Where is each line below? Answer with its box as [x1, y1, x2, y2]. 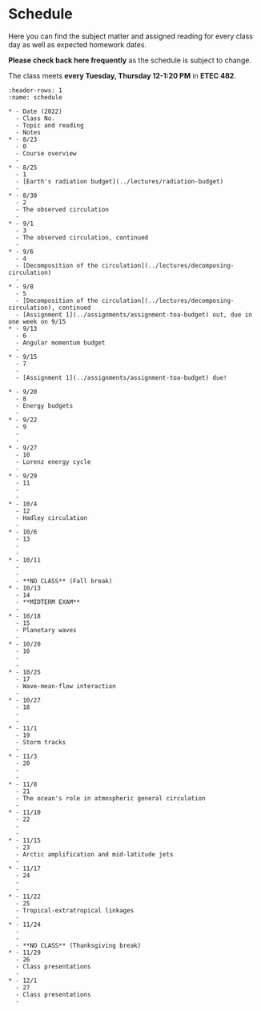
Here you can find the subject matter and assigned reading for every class [8, 31, 254, 41]
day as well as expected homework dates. [8, 39, 147, 49]
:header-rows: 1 [8, 86, 62, 95]
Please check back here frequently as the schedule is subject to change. [8, 55, 252, 65]
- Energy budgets [15, 401, 74, 409]
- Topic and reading [15, 121, 84, 129]
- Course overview [15, 149, 78, 157]
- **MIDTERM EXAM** [15, 598, 81, 606]
